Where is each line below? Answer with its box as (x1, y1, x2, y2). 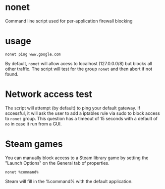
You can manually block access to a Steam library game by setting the (5, 155, 149, 161)
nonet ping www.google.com (5, 52, 61, 57)
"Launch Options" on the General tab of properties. (5, 160, 110, 166)
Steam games (5, 138, 63, 149)
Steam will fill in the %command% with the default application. (5, 178, 133, 184)
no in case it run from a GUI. (5, 121, 62, 127)
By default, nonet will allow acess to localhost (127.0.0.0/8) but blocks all (5, 60, 153, 66)
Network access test (5, 89, 93, 100)
